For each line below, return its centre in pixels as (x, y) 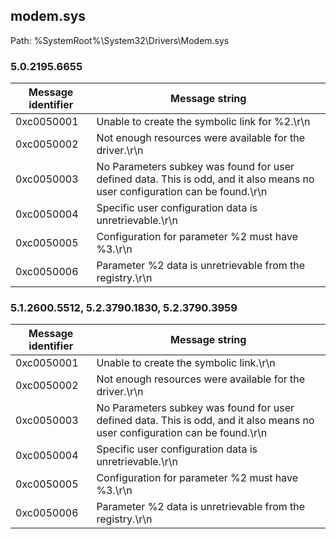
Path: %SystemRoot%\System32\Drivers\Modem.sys (120, 40)
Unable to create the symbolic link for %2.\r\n (203, 122)
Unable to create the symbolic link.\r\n (186, 363)
